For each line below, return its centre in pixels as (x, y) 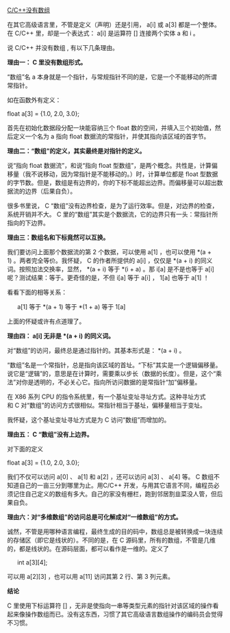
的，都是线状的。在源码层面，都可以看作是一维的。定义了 (88, 549)
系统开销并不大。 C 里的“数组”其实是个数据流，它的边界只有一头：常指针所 (113, 214)
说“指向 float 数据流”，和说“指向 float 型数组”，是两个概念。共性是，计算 (110, 165)
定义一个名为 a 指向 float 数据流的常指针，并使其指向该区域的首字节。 (111, 136)
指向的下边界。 (28, 223)
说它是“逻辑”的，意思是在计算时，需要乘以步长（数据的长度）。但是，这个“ (112, 373)
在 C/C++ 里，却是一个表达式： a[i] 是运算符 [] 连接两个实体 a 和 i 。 (103, 33)
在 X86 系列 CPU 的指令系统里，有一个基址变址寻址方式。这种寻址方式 (106, 397)
